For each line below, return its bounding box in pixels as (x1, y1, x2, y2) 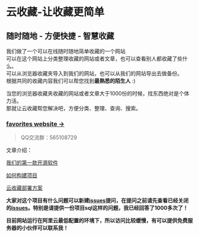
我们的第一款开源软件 (6, 159, 58, 166)
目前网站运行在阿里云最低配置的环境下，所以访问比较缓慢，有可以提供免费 (6, 217, 188, 224)
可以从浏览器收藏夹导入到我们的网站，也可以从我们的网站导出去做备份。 (6, 70, 182, 77)
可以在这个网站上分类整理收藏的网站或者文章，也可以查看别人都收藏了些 (6, 55, 182, 62)
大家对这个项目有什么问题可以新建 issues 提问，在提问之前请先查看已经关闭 (6, 197, 189, 204)
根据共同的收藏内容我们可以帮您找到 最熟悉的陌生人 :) (6, 78, 136, 84)
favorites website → (6, 120, 65, 128)
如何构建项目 (6, 172, 37, 179)
